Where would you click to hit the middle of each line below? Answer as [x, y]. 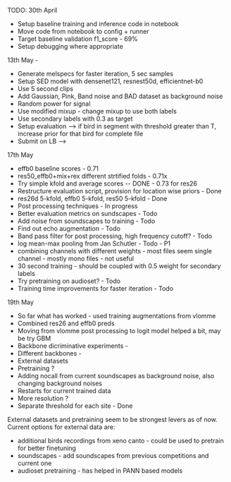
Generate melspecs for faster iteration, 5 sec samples [95, 74]
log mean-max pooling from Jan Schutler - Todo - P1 [94, 243]
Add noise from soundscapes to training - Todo [86, 221]
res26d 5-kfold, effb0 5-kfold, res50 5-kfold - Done [92, 198]
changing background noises [60, 383]
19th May [20, 302]
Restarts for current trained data [64, 391]
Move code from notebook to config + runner [83, 31]
